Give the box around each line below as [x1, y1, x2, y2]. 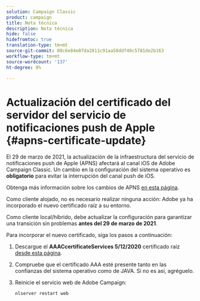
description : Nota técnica [6, 25, 73, 32]
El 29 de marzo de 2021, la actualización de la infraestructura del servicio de [6, 153, 195, 160]
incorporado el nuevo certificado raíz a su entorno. [6, 202, 131, 209]
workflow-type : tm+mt [6, 53, 60, 59]
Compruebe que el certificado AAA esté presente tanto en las [14, 261, 167, 268]
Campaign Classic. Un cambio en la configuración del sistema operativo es [6, 166, 191, 174]
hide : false [6, 31, 36, 37]
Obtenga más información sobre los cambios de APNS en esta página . [6, 184, 179, 191]
